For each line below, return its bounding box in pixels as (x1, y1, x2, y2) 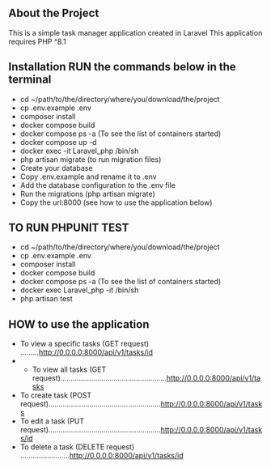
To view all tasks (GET (32, 364, 107, 375)
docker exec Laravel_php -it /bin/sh (19, 285, 139, 295)
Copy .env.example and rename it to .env (19, 172, 157, 181)
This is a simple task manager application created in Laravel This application (8, 28, 263, 37)
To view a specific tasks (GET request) (19, 339, 150, 349)
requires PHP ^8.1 (8, 36, 66, 46)
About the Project (8, 6, 100, 20)
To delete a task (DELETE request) (19, 442, 135, 452)
